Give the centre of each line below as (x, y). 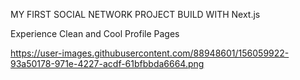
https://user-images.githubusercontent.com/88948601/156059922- (150, 53)
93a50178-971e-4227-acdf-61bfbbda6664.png (107, 63)
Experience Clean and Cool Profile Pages (95, 33)
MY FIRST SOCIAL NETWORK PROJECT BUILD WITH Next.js (135, 14)
